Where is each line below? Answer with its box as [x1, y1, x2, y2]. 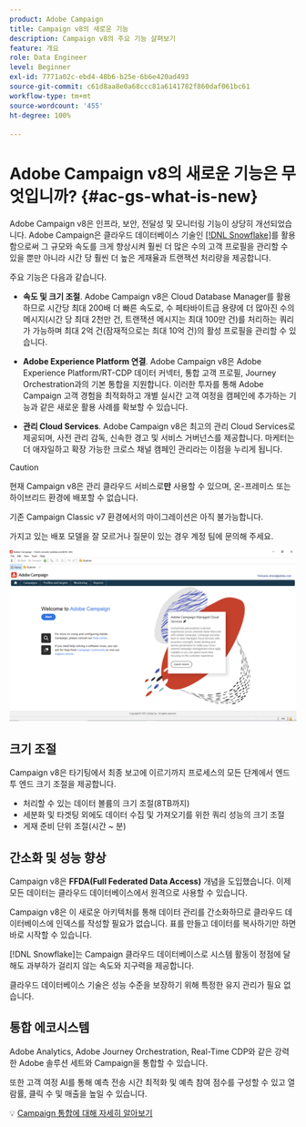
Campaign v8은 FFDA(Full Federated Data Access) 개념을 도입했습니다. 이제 [9, 876, 291, 887]
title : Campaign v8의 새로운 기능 [9, 24, 129, 34]
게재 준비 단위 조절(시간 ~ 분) [22, 821, 127, 832]
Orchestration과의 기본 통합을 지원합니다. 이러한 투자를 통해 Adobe [22, 379, 264, 390]
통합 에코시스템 [9, 1020, 90, 1036]
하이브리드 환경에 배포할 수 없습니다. [9, 492, 138, 503]
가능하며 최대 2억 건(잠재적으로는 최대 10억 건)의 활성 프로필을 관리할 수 [32, 325, 287, 336]
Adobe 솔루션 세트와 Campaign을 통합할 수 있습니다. [18, 1057, 209, 1068]
